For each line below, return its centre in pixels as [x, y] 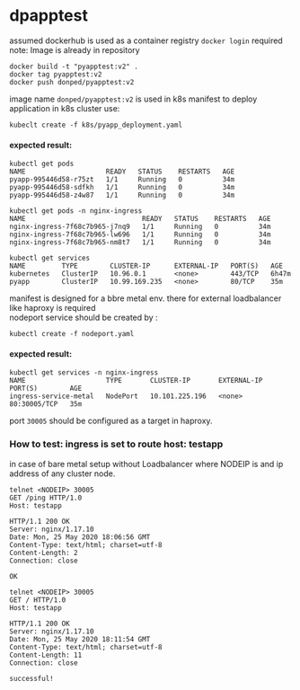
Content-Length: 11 [46, 655]
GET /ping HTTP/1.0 [46, 498]
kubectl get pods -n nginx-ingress [76, 211]
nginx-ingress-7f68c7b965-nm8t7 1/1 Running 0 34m [140, 243]
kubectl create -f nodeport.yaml [72, 334]
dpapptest [49, 16]
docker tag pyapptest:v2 [56, 74]
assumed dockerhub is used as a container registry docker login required [146, 40]
